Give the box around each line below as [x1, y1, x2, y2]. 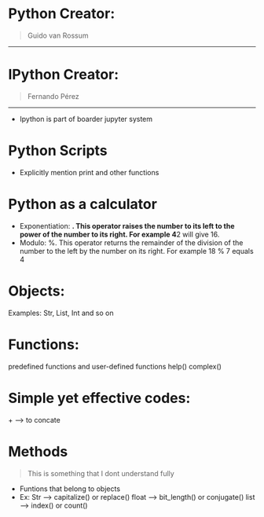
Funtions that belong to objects [19, 484, 120, 493]
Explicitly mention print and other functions [19, 167, 159, 177]
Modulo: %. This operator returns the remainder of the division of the [19, 237, 244, 247]
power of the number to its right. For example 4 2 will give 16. [19, 229, 220, 239]
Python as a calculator [8, 196, 157, 213]
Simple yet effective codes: [8, 389, 191, 407]
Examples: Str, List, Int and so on [8, 308, 114, 317]
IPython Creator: [8, 66, 119, 83]
